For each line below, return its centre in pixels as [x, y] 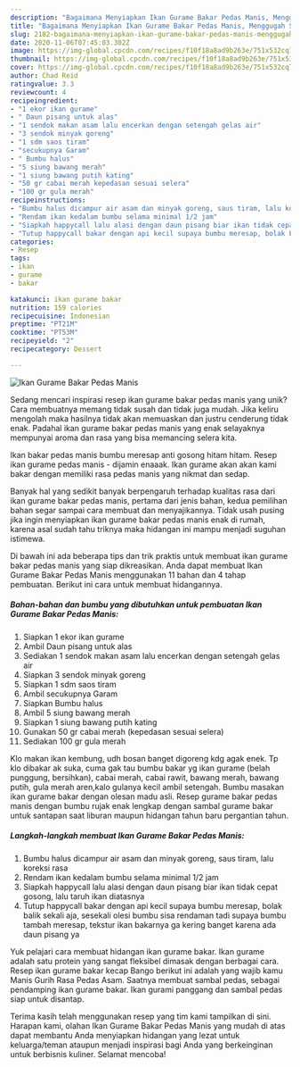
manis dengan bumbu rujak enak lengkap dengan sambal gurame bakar [142, 805]
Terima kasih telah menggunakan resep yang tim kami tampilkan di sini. [141, 1016]
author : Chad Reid [44, 76]
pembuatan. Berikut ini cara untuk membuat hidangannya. [116, 584]
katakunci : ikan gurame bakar [66, 299]
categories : [32, 242]
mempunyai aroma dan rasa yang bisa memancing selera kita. [124, 438]
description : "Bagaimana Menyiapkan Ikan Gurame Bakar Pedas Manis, [140, 17]
